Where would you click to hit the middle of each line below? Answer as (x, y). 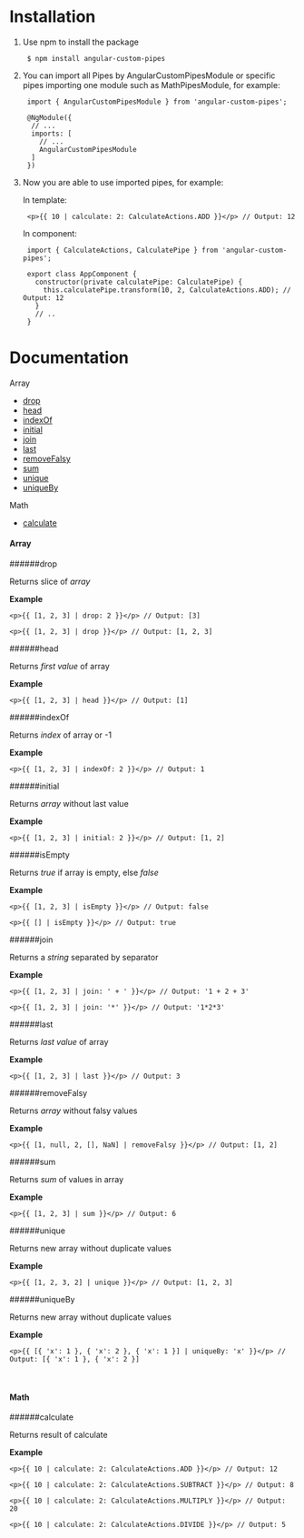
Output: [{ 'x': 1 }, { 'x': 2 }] (75, 1360)
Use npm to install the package (80, 42)
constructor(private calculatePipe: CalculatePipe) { (139, 282)
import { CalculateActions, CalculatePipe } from (123, 250)
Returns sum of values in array (67, 1180)
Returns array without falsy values (74, 1111)
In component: (49, 233)
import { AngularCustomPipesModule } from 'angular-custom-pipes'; (157, 102)
